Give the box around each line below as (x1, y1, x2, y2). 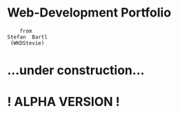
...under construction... (7, 63, 145, 79)
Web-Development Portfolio (7, 5, 171, 21)
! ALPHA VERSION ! (7, 94, 120, 110)
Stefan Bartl (7, 33, 48, 41)
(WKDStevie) (10, 39, 45, 46)
